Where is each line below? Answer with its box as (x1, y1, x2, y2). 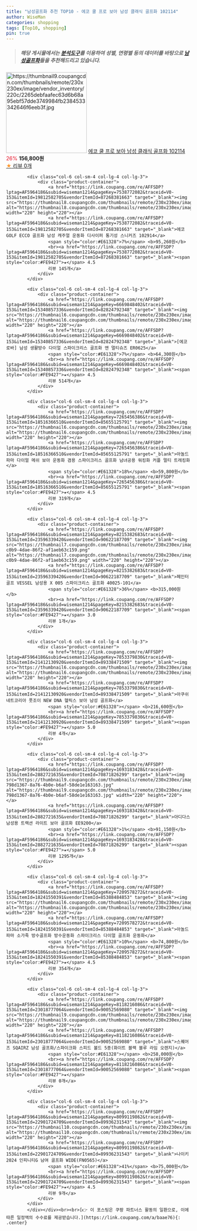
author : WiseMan (6, 14, 46, 20)
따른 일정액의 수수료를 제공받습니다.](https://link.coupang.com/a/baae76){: (6, 1215, 181, 1221)
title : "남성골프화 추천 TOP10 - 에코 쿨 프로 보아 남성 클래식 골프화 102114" (6, 8, 179, 15)
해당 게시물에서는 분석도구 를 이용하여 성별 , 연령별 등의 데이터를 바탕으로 (20, 49, 184, 56)
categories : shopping (6, 19, 59, 25)
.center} (6, 1220, 28, 1226)
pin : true (6, 31, 30, 36)
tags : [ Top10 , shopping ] (6, 25, 67, 31)
